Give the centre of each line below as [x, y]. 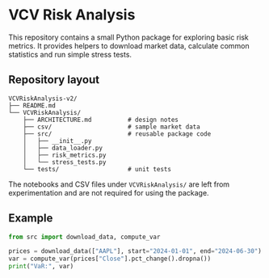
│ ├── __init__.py [57, 141]
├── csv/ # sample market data [111, 127]
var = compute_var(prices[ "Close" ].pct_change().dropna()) [110, 259]
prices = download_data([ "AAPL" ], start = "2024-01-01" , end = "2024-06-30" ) [135, 251]
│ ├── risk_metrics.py [65, 155]
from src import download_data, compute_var [84, 237]
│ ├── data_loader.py [63, 148]
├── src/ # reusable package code [117, 134]
